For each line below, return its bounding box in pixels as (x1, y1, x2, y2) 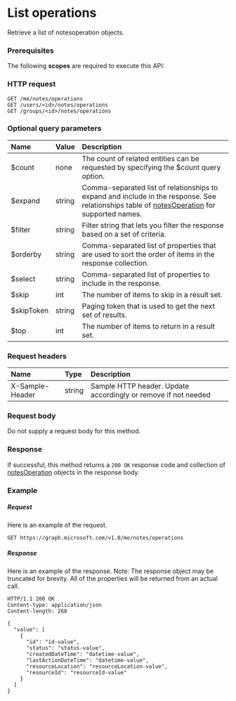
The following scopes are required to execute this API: (7, 62, 165, 70)
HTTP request (7, 79, 56, 89)
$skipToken (11, 306, 49, 315)
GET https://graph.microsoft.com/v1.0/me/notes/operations (7, 534, 184, 542)
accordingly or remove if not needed (90, 390, 211, 400)
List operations (7, 5, 97, 21)
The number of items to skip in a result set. (81, 289, 223, 299)
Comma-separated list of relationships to (81, 183, 218, 192)
